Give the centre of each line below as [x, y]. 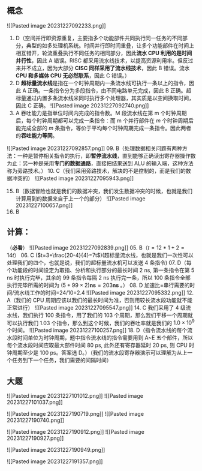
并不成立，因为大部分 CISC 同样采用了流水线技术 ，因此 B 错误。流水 [105, 68]
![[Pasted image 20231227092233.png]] [57, 25]
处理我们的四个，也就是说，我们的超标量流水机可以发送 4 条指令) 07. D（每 [99, 262]
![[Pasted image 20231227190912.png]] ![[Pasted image [76, 432]
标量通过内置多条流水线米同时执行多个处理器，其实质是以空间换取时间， [105, 98]
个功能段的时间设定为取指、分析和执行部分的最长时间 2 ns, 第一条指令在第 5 [101, 270]
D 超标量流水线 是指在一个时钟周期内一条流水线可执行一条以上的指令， [102, 83]
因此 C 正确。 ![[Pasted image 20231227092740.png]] [82, 105]
